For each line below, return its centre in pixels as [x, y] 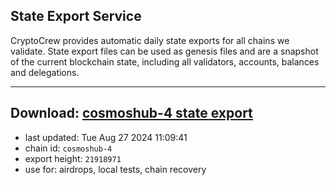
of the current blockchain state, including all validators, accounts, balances [165, 61]
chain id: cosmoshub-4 [68, 148]
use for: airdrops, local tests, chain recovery [115, 169]
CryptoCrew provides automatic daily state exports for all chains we [150, 40]
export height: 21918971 [73, 158]
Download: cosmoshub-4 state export [131, 113]
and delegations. [45, 72]
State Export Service [76, 16]
